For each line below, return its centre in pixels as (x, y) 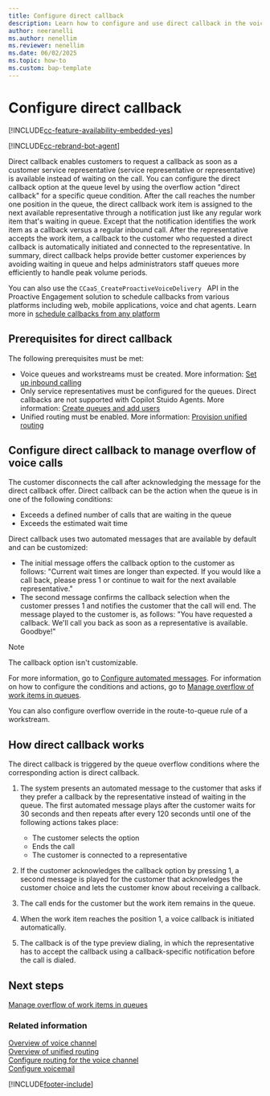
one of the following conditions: (61, 499)
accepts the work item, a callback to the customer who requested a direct (131, 238)
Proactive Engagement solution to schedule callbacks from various (119, 296)
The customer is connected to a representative (109, 855)
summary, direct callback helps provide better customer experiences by (127, 255)
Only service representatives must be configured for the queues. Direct (138, 391)
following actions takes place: (69, 823)
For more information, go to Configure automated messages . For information (135, 678)
